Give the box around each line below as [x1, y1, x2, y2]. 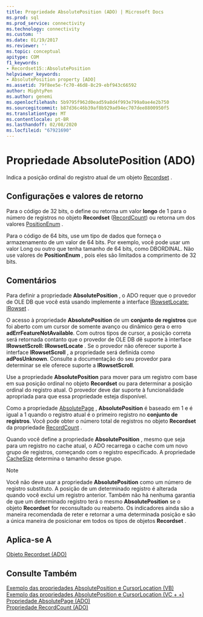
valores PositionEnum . [6, 220, 64, 228]
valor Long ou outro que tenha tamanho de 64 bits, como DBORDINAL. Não [6, 245, 195, 252]
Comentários [6, 276, 57, 286]
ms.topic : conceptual [6, 49, 61, 55]
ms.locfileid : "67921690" [6, 128, 72, 134]
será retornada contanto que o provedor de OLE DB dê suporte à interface [6, 335, 192, 343]
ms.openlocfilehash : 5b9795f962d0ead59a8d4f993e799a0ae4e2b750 [6, 99, 170, 105]
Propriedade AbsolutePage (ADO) [6, 598, 91, 605]
